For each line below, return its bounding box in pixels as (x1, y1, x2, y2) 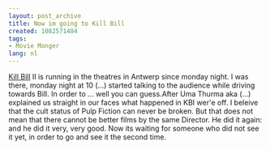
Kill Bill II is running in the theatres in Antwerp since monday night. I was (8, 72, 249, 81)
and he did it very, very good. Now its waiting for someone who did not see (8, 123, 259, 133)
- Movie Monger (8, 42, 60, 50)
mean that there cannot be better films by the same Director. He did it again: (8, 115, 263, 124)
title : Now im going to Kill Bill (8, 19, 126, 28)
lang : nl (8, 49, 38, 58)
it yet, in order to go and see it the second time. (8, 132, 167, 142)
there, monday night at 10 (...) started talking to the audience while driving (8, 80, 255, 90)
